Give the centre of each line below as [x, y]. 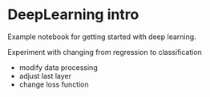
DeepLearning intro [73, 15]
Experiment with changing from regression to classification [105, 52]
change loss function [54, 84]
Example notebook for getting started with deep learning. [102, 37]
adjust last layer [45, 76]
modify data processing [58, 67]
